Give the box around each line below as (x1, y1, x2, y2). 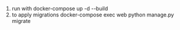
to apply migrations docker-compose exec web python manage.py (11, 11, 175, 18)
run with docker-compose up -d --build (11, 5, 108, 12)
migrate (11, 18, 31, 24)
